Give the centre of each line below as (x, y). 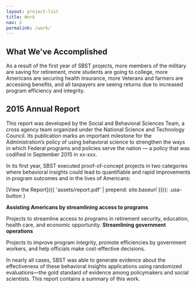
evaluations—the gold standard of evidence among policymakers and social (97, 272)
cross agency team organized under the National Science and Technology (95, 129)
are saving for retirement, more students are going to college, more (87, 72)
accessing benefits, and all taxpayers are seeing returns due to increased (94, 84)
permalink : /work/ (28, 28)
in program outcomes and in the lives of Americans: (68, 178)
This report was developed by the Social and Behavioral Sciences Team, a (95, 123)
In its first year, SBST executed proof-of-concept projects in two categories (97, 165)
